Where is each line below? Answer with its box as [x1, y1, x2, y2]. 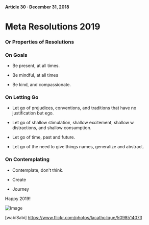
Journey [12, 186, 29, 192]
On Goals [5, 51, 28, 58]
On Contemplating [5, 156, 50, 163]
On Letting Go [5, 93, 39, 100]
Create [12, 177, 26, 182]
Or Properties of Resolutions [5, 38, 74, 45]
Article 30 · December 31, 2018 [5, 4, 70, 10]
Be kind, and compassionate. [12, 82, 71, 88]
